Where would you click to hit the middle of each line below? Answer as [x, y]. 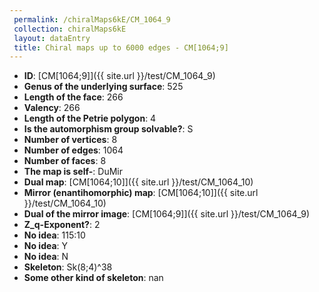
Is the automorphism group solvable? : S [108, 129]
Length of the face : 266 [73, 97]
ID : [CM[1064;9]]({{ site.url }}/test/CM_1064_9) [119, 76]
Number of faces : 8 [65, 161]
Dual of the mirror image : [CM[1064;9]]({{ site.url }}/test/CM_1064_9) [167, 214]
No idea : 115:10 [54, 235]
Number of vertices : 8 [70, 140]
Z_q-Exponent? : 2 [62, 225]
